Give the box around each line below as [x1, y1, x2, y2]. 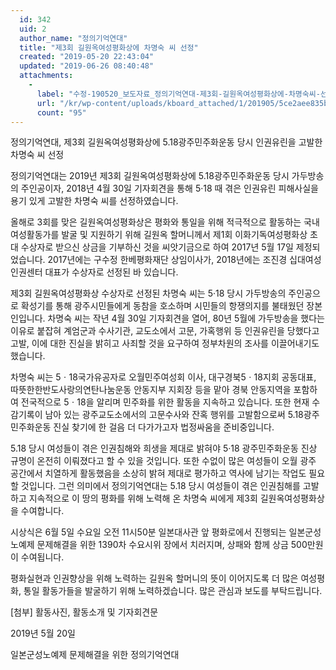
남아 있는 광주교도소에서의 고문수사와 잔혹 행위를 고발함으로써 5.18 [44, 409, 304, 421]
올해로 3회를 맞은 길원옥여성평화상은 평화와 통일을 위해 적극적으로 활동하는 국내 [10, 216, 320, 228]
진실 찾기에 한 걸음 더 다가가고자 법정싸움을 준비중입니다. [53, 421, 275, 433]
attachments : [19, 71, 74, 81]
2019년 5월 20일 [10, 627, 76, 640]
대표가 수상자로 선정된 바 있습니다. [44, 266, 179, 278]
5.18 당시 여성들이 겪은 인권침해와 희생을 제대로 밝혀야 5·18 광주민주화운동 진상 [10, 442, 318, 455]
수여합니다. [20, 505, 65, 517]
